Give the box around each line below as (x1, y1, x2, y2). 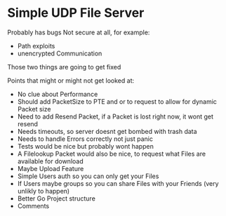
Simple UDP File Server (7, 5, 145, 21)
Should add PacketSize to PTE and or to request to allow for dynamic (17, 97, 218, 106)
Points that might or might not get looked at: (7, 76, 135, 85)
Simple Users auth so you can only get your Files (17, 172, 159, 180)
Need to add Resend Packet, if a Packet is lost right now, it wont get (17, 112, 214, 121)
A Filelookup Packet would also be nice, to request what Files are (17, 149, 206, 158)
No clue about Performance (17, 90, 98, 98)
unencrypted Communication (17, 49, 102, 58)
